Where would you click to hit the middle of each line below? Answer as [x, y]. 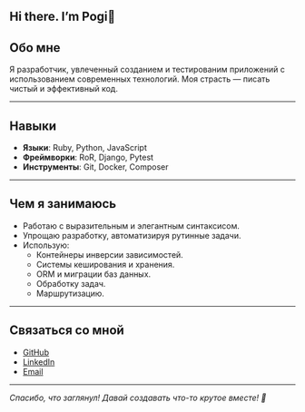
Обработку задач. [71, 283]
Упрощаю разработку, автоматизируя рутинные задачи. [132, 235]
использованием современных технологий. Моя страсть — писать [140, 79]
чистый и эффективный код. [64, 89]
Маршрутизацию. [70, 293]
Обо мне [35, 48]
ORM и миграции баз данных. [93, 274]
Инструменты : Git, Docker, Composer [95, 167]
